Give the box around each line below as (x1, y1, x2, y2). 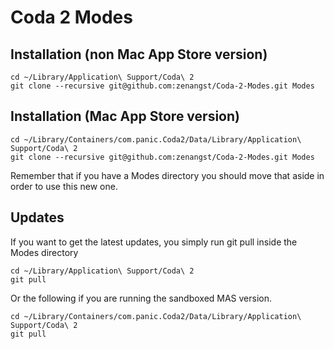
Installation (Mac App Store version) (10, 108, 240, 125)
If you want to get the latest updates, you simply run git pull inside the (10, 236, 298, 248)
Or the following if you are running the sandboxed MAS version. (10, 292, 273, 304)
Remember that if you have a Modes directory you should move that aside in (10, 169, 325, 181)
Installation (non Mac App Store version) (10, 46, 268, 63)
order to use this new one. (10, 180, 118, 192)
